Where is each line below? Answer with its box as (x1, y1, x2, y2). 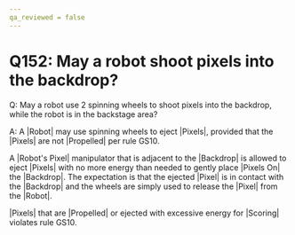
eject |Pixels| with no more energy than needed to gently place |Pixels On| (9, 161, 281, 173)
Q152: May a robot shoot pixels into (9, 51, 275, 71)
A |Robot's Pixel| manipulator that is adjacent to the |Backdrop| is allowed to (9, 153, 287, 163)
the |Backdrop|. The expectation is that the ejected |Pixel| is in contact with (9, 171, 284, 182)
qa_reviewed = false (9, 12, 86, 22)
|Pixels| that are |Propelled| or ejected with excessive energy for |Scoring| (9, 208, 280, 218)
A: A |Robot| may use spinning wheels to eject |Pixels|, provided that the (9, 126, 274, 137)
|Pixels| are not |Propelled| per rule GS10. (9, 135, 160, 146)
